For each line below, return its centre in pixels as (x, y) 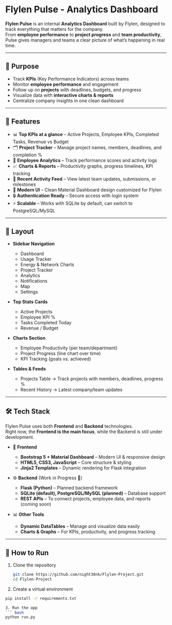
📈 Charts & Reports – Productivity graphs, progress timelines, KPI (83, 166)
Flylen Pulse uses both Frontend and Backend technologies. (69, 426)
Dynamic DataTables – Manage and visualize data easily (80, 526)
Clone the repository (34, 565)
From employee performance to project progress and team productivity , (83, 34)
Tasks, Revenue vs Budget (41, 142)
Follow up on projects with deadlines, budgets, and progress (77, 90)
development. (20, 437)
